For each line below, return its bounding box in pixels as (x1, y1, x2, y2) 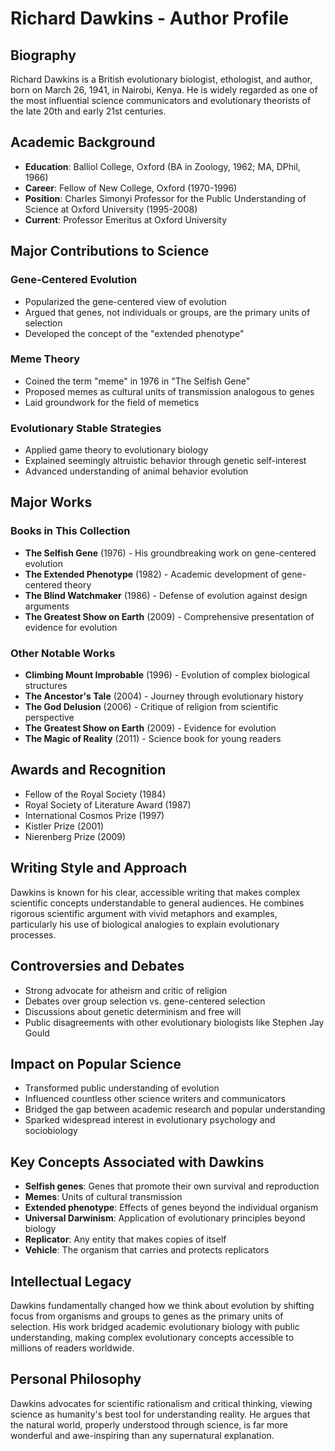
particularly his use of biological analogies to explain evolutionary (10, 918, 280, 930)
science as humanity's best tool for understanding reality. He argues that (10, 1408, 311, 1420)
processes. (10, 928, 57, 941)
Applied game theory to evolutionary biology (24, 444, 209, 456)
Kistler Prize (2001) (24, 820, 105, 832)
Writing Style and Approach (10, 860, 188, 877)
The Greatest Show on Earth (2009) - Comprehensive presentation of (24, 610, 315, 622)
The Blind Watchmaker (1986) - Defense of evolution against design (24, 589, 308, 601)
